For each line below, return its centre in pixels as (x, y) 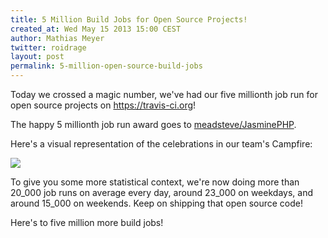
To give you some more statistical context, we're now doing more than (155, 182)
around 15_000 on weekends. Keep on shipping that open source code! (157, 203)
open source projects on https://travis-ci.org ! (103, 105)
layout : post (37, 57)
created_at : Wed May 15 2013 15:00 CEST (96, 29)
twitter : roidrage (48, 47)
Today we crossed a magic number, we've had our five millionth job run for (164, 94)
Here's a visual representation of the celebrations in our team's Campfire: (161, 144)
